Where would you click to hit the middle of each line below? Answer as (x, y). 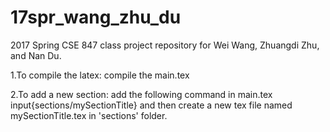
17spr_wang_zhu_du (96, 17)
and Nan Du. (36, 55)
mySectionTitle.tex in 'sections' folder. (89, 115)
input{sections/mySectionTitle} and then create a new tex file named (151, 105)
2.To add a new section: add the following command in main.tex (141, 94)
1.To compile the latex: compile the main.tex (100, 75)
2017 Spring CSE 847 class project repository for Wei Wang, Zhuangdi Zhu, (165, 45)
